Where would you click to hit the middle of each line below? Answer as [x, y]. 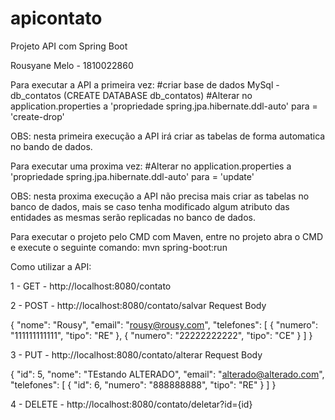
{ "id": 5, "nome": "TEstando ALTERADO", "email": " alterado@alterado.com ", [167, 374]
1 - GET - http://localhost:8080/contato [91, 286]
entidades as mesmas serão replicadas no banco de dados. [133, 217]
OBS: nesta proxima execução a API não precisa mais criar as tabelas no [160, 196]
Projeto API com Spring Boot [69, 46]
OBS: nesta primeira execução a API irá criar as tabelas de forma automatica [168, 136]
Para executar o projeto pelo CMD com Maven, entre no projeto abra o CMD [167, 236]
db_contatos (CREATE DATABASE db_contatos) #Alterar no [131, 95]
